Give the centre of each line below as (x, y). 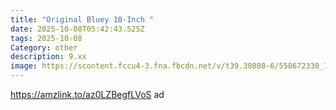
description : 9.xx (48, 57)
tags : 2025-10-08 (46, 38)
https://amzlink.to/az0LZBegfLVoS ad (87, 94)
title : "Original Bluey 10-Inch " (82, 19)
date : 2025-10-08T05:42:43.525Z (77, 29)
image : (24, 66)
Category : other (44, 47)
